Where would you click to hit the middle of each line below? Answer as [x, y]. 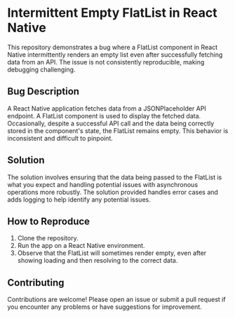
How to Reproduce [48, 221]
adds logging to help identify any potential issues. [79, 199]
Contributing [36, 283]
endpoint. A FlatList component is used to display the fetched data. [104, 116]
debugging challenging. [41, 69]
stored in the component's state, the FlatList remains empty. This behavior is [118, 130]
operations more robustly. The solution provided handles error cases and [113, 192]
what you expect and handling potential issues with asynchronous [103, 184]
